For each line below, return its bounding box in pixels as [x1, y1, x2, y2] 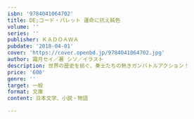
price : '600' [7, 69, 46, 76]
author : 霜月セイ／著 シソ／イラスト [7, 56, 104, 63]
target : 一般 [7, 82, 44, 89]
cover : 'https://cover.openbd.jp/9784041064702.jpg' [7, 50, 165, 57]
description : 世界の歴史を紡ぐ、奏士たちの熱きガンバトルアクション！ [7, 62, 190, 69]
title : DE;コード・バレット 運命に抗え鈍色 [7, 17, 121, 24]
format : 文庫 [7, 88, 44, 95]
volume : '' [7, 23, 39, 30]
